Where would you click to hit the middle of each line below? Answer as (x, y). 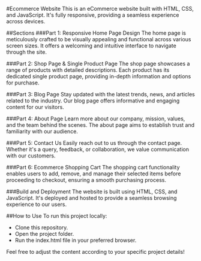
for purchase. (23, 83)
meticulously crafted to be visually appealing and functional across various (99, 39)
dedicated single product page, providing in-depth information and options (99, 76)
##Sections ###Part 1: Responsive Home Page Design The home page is (96, 33)
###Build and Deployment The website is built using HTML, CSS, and (92, 192)
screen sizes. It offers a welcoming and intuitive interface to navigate (91, 45)
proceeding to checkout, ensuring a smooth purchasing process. (86, 180)
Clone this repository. (41, 227)
